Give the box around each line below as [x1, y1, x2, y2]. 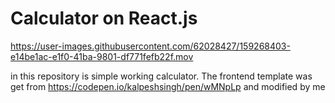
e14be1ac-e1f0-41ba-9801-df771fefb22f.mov [10, 50, 194, 62]
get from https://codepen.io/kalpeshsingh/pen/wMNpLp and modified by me [10, 80, 326, 92]
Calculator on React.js [10, 7, 198, 30]
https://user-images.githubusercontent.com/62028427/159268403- [10, 40, 291, 52]
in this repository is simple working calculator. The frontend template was [10, 70, 313, 82]
